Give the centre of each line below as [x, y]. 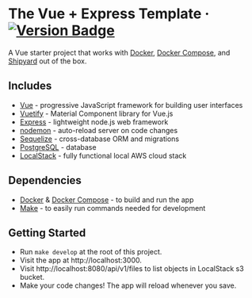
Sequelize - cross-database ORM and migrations [99, 139]
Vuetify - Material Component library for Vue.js [96, 113]
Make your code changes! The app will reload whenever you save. [128, 285]
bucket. [32, 277]
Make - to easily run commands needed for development [113, 208]
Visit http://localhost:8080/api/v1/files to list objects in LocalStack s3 [132, 269]
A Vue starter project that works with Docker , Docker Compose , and [119, 52]
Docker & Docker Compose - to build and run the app [107, 200]
